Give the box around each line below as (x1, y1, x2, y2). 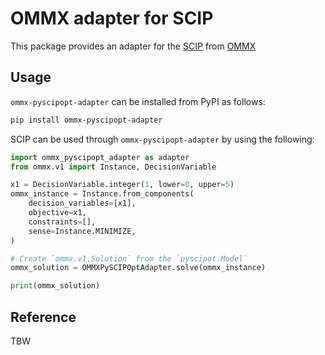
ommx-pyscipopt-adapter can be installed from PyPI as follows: (10, 95, 266, 107)
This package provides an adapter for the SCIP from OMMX (10, 40, 257, 52)
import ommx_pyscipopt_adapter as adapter (10, 152, 190, 162)
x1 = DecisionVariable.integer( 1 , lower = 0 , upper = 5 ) (10, 180, 235, 190)
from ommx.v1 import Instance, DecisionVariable (10, 162, 217, 172)
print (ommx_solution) (10, 281, 101, 291)
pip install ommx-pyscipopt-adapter (10, 115, 163, 125)
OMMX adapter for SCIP (10, 7, 214, 30)
